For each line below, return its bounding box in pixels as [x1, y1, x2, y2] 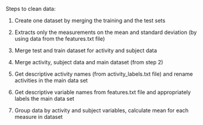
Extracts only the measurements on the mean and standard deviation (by [14, 29, 197, 36]
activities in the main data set [14, 77, 88, 84]
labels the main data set [14, 95, 75, 102]
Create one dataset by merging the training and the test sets [14, 17, 165, 24]
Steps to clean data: [5, 5, 56, 12]
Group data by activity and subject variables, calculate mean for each [14, 107, 189, 114]
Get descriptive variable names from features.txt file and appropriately [14, 89, 191, 96]
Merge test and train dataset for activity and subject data [14, 47, 157, 54]
